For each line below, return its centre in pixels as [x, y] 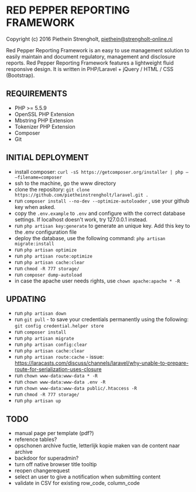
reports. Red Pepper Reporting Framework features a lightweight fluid [90, 63]
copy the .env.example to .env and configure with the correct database [100, 213]
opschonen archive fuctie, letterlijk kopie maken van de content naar [97, 446]
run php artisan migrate [44, 338]
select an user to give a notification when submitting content [87, 477]
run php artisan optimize [46, 250]
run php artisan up [38, 400]
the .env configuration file [46, 232]
